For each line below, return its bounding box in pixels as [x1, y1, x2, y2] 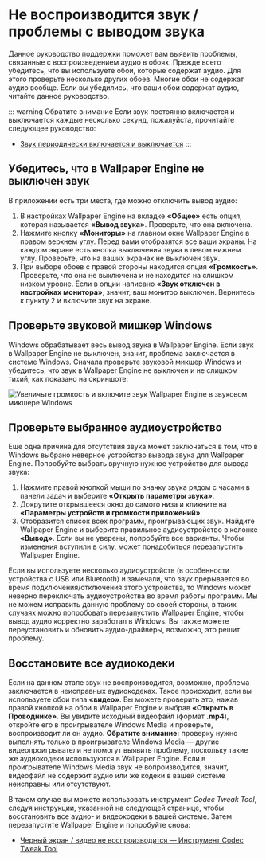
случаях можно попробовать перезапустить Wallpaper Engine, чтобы [8, 608, 244, 618]
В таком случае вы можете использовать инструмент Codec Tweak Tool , [8, 795, 257, 804]
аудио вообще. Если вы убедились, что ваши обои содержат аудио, [8, 82, 240, 92]
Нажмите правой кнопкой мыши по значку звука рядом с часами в [19, 483, 251, 492]
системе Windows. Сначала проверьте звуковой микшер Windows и [8, 357, 241, 366]
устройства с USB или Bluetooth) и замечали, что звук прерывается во [8, 574, 250, 584]
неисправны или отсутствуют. [8, 779, 111, 789]
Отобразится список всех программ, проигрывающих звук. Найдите [19, 516, 255, 526]
